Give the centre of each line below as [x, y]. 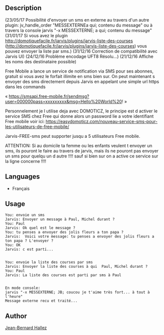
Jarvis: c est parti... [29, 250]
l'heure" [14, 297]
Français [21, 188]
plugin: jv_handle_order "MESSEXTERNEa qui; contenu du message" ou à [79, 25]
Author [16, 316]
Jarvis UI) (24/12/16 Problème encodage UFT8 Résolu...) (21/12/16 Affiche [79, 56]
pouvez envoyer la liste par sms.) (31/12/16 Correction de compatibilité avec [81, 51]
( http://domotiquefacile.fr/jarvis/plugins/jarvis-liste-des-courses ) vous [76, 46]
